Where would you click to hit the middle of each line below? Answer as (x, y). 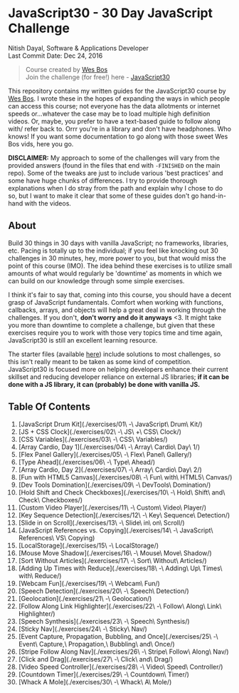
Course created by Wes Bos (67, 69)
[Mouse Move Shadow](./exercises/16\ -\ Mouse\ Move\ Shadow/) (115, 553)
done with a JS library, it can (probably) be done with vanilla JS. (104, 384)
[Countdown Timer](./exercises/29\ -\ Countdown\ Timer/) (103, 674)
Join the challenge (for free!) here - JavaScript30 (97, 77)
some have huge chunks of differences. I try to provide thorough (103, 181)
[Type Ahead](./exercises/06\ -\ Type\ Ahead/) (87, 462)
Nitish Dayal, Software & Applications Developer (78, 48)
